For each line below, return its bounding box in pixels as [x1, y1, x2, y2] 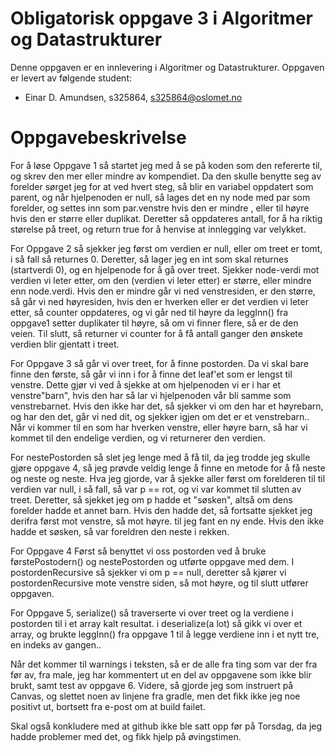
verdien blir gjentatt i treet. [10, 338, 120, 350]
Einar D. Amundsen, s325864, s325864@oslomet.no [24, 91, 243, 103]
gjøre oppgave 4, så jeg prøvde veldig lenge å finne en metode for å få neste [10, 462, 326, 474]
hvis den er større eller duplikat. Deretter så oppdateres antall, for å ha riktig [10, 212, 323, 224]
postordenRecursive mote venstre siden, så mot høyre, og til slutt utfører [10, 577, 309, 589]
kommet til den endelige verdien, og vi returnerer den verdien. [10, 432, 266, 444]
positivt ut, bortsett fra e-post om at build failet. [10, 700, 206, 712]
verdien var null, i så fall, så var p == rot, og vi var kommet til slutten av [10, 483, 302, 495]
